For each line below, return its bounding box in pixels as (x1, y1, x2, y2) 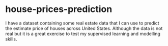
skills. (5, 36, 17, 42)
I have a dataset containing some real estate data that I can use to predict (5, 20, 159, 26)
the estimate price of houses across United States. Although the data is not (5, 25, 163, 31)
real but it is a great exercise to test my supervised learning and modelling (5, 30, 160, 36)
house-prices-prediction (5, 3, 113, 15)
